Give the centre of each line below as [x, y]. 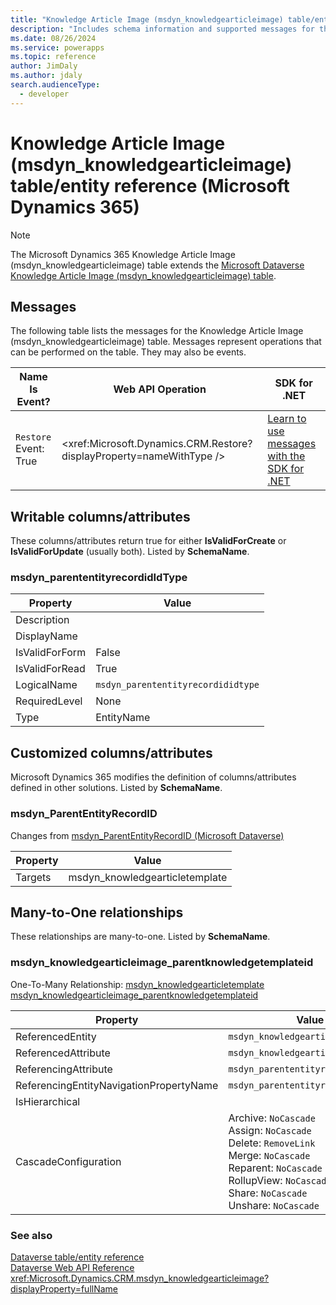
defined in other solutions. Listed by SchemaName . [116, 788]
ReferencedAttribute [63, 1053]
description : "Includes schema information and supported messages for [162, 29]
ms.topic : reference [53, 57]
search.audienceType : [55, 85]
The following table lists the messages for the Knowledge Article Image [157, 331]
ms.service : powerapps [57, 47]
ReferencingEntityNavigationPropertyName [117, 1085]
